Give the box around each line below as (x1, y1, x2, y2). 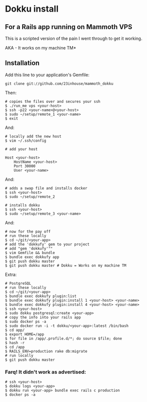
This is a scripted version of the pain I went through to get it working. (5, 35, 143, 41)
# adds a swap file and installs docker (5, 186, 88, 191)
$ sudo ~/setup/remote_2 (5, 194, 55, 199)
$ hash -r (5, 340, 25, 345)
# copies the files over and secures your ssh (5, 99, 101, 104)
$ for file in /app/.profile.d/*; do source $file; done (5, 336, 122, 341)
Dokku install (5, 3, 59, 15)
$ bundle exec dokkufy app (5, 255, 59, 259)
